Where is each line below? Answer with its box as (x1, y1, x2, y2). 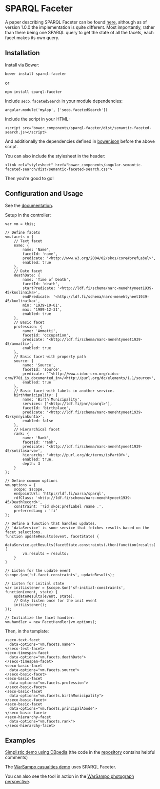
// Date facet (14, 269, 42, 273)
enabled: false (22, 418, 54, 423)
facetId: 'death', (22, 281, 60, 286)
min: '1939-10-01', (22, 303, 62, 308)
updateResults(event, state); (14, 594, 76, 599)
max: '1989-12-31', (22, 307, 62, 312)
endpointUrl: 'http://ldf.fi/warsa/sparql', (14, 491, 106, 496)
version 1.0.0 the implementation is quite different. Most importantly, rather (5, 24, 155, 30)
